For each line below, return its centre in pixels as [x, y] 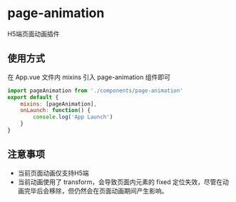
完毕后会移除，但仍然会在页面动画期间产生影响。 [96, 191]
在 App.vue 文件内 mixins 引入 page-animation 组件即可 [89, 77]
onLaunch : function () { [56, 111]
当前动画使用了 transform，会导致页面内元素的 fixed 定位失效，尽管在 [120, 182]
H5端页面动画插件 [34, 34]
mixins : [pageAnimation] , [59, 104]
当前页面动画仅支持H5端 [53, 173]
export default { [33, 97]
